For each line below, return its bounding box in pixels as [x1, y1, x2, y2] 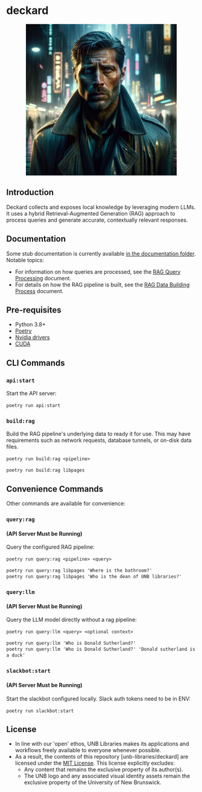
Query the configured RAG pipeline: [6, 543, 95, 551]
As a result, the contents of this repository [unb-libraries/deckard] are [14, 753, 189, 761]
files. [6, 443, 19, 450]
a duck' [6, 652, 26, 659]
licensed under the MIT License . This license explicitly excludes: [14, 759, 175, 767]
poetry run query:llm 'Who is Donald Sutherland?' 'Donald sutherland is [6, 646, 196, 653]
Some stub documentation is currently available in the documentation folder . [6, 249, 196, 257]
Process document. [14, 287, 64, 294]
